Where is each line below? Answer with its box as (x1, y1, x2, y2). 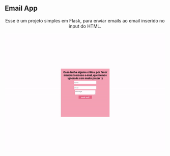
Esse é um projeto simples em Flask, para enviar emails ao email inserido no (5, 17, 165, 23)
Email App (5, 4, 38, 13)
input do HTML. (69, 23, 101, 29)
